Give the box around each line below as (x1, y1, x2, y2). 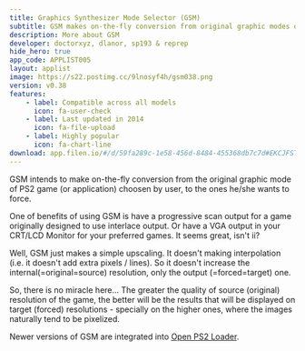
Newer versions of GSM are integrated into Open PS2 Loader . (9, 331, 240, 342)
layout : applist (9, 65, 71, 74)
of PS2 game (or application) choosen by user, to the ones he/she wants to (9, 183, 290, 194)
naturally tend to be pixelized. (9, 313, 121, 324)
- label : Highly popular (25, 132, 120, 141)
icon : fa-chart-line (33, 140, 112, 149)
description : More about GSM (9, 30, 120, 39)
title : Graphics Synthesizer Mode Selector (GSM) (9, 13, 202, 23)
